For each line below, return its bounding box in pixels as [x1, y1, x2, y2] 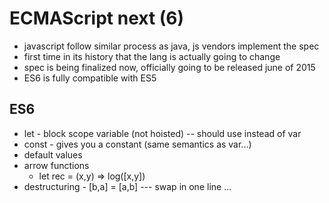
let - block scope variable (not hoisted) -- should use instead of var [23, 127, 302, 139]
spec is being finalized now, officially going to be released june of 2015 [23, 61, 316, 73]
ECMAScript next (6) [9, 7, 185, 30]
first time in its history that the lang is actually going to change [23, 50, 281, 62]
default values [23, 148, 83, 161]
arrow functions [23, 159, 90, 171]
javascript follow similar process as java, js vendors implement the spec [23, 40, 320, 52]
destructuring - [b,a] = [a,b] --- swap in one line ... [23, 180, 232, 192]
